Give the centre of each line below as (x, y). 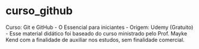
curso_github (39, 11)
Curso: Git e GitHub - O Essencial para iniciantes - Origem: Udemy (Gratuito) (99, 27)
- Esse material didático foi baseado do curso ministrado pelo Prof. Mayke (97, 33)
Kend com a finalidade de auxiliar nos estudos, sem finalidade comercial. (95, 40)
